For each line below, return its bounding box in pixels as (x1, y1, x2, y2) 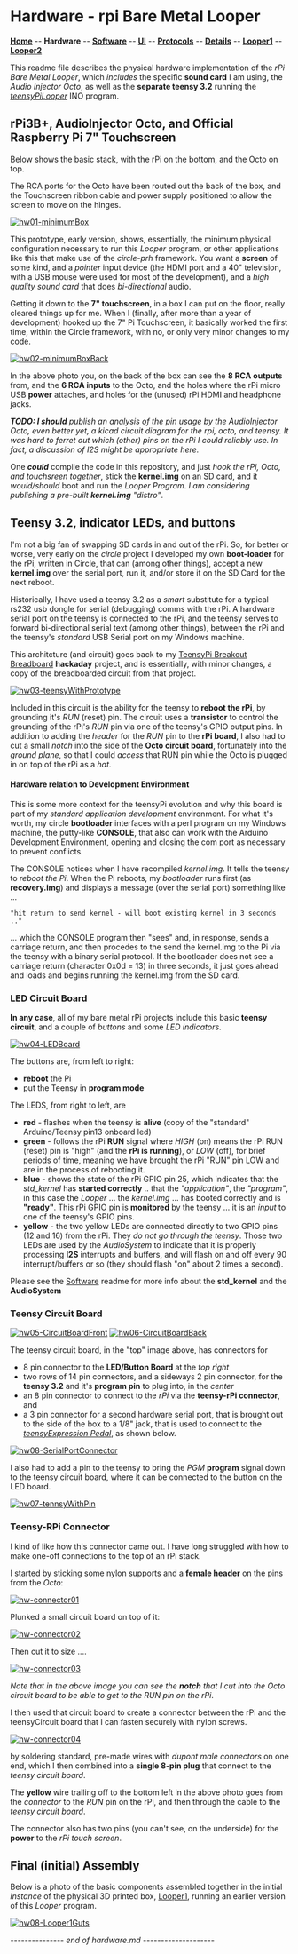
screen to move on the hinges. (10, 199, 122, 210)
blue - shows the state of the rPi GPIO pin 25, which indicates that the (22, 1174, 278, 1185)
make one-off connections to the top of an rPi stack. (10, 1550, 202, 1561)
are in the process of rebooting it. (22, 1164, 145, 1175)
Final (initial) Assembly (10, 1858, 140, 1873)
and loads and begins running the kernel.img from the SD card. (10, 970, 240, 981)
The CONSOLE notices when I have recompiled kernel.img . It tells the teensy (10, 863, 290, 874)
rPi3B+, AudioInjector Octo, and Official (10, 116, 234, 131)
